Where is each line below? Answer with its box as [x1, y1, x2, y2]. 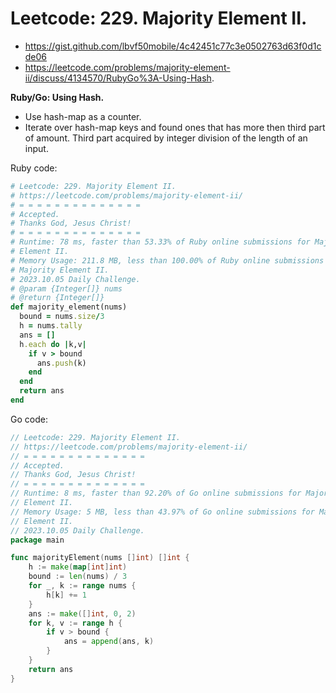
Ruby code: [10, 162, 58, 174]
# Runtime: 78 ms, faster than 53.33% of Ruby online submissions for [10, 237, 311, 247]
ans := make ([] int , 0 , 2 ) [28, 608, 137, 619]
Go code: [10, 413, 48, 425]
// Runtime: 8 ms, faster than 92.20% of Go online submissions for [10, 488, 302, 499]
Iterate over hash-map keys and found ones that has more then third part [24, 121, 326, 133]
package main [10, 535, 65, 545]
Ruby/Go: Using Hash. [10, 91, 105, 103]
